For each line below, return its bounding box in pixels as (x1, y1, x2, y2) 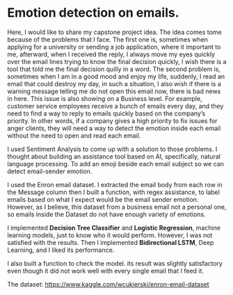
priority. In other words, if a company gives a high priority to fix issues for (7, 116, 218, 125)
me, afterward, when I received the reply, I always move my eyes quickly (7, 50, 216, 58)
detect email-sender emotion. (7, 167, 93, 175)
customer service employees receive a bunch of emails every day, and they (7, 102, 224, 110)
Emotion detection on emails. (7, 5, 179, 21)
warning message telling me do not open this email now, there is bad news (7, 87, 221, 95)
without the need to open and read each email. (7, 131, 141, 140)
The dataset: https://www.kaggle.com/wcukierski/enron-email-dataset (7, 280, 210, 288)
